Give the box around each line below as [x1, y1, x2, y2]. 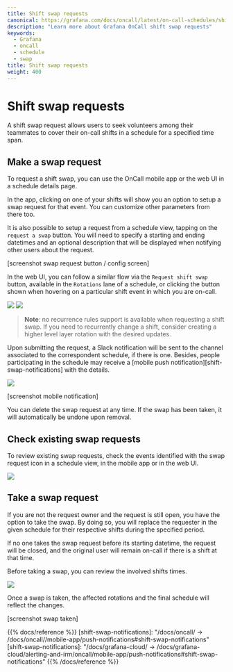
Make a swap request [7, 156, 102, 167]
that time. [7, 553, 35, 562]
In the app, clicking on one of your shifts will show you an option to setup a [7, 195, 221, 204]
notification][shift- [171, 359, 223, 367]
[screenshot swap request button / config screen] [7, 259, 150, 268]
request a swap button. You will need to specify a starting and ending [7, 231, 205, 240]
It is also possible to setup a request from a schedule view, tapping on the [7, 224, 218, 232]
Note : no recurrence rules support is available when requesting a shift [24, 315, 225, 324]
